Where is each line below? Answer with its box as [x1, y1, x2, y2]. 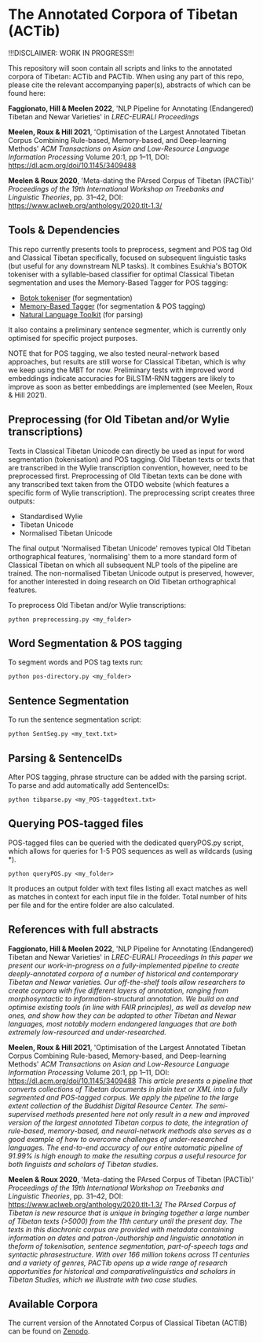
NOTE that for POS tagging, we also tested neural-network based [8, 348, 220, 358]
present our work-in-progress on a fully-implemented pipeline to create [8, 961, 239, 970]
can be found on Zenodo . [8, 1327, 90, 1336]
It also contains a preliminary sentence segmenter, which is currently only [8, 324, 247, 335]
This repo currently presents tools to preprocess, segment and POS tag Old [8, 244, 253, 254]
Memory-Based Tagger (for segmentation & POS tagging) [19, 301, 206, 311]
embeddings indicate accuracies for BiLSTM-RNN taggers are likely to [8, 373, 236, 382]
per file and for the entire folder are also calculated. [8, 900, 175, 909]
